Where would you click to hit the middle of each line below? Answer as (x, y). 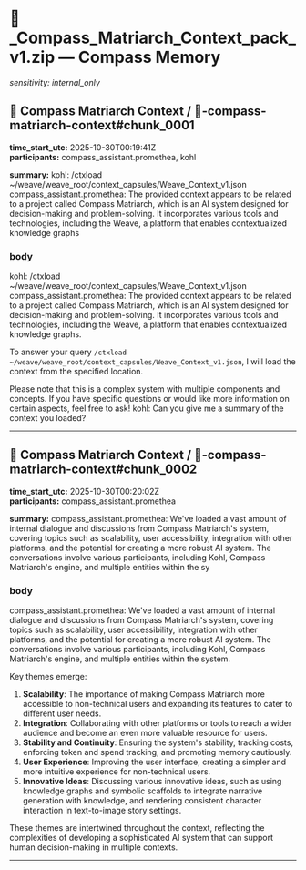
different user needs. (62, 713)
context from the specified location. (76, 372)
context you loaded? (48, 418)
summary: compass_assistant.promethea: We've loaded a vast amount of (148, 518)
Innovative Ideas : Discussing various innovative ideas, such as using (152, 782)
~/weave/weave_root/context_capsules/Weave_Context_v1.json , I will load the (153, 362)
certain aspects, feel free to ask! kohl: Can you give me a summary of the (147, 408)
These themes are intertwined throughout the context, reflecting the (137, 828)
